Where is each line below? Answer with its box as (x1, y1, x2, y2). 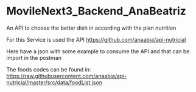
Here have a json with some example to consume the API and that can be (6, 47, 190, 55)
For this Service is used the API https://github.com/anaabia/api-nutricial (6, 36, 186, 43)
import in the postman (6, 54, 62, 61)
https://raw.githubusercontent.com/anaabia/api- (6, 72, 127, 79)
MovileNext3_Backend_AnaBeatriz (6, 4, 187, 18)
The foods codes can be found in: (6, 65, 91, 73)
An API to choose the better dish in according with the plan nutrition (6, 24, 177, 31)
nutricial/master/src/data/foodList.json (6, 79, 102, 86)
